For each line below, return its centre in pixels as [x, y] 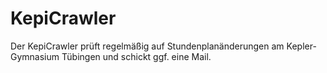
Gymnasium [35, 56]
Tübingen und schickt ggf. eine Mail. [136, 56]
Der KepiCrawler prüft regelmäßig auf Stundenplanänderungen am [147, 46]
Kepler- [301, 46]
